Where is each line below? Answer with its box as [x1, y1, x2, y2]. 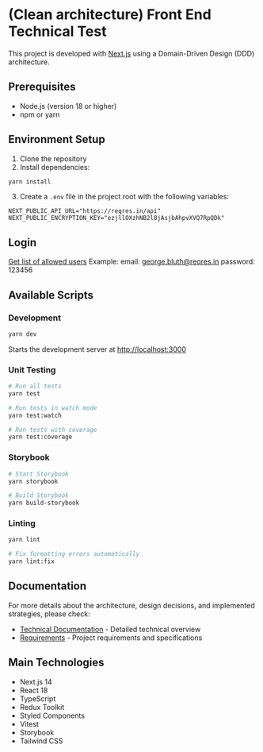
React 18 [19, 685, 48, 695]
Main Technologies [8, 656, 105, 669]
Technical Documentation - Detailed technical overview [19, 624, 201, 634]
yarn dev [8, 330, 37, 338]
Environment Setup [8, 133, 105, 146]
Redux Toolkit [19, 702, 65, 712]
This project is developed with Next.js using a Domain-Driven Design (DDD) [8, 48, 255, 58]
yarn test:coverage [8, 433, 73, 442]
